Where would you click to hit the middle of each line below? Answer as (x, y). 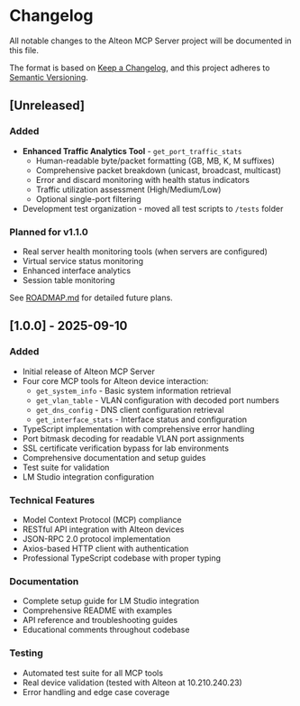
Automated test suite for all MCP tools (93, 673)
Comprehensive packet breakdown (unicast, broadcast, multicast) (159, 170)
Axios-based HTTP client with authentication (105, 548)
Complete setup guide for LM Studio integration (111, 601)
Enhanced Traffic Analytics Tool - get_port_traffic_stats (132, 151)
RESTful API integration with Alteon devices (103, 529)
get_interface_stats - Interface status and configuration (141, 419)
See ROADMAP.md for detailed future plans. (91, 298)
